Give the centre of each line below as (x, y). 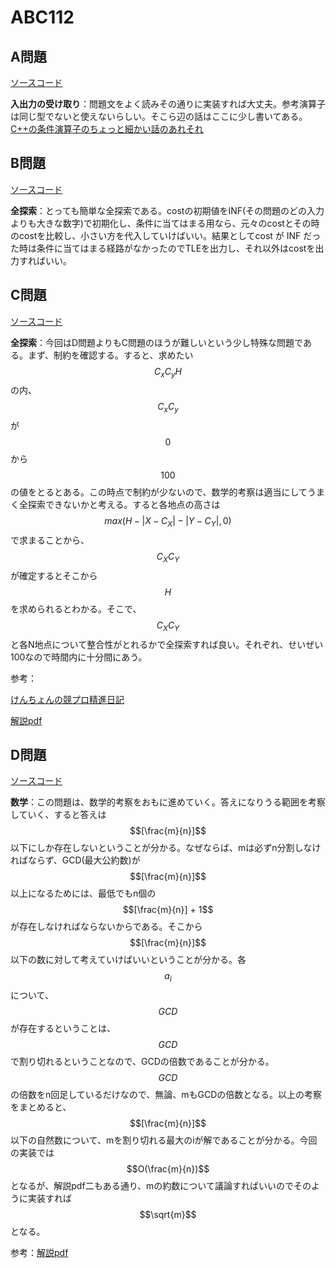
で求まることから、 (50, 540)
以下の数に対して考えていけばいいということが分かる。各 (128, 960)
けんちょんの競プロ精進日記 (67, 699)
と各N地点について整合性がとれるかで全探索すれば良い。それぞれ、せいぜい (167, 644)
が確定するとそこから (54, 575)
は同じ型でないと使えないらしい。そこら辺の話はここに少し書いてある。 (159, 116)
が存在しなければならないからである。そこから (106, 927)
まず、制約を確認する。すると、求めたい (110, 355)
